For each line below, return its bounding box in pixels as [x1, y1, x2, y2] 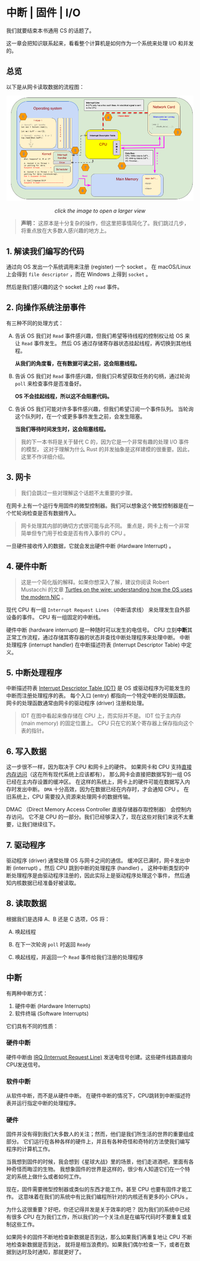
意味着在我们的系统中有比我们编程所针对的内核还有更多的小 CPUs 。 [23, 1193, 192, 1201]
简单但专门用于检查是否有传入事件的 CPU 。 [20, 530, 129, 537]
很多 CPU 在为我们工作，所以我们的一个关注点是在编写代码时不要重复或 [11, 1213, 187, 1220]
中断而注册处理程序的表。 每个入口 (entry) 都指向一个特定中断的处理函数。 [6, 692, 189, 699]
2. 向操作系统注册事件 [6, 303, 86, 313]
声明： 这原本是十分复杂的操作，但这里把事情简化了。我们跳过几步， [20, 220, 189, 227]
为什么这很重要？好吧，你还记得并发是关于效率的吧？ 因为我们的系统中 [6, 1206, 180, 1213]
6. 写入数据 [6, 746, 47, 756]
